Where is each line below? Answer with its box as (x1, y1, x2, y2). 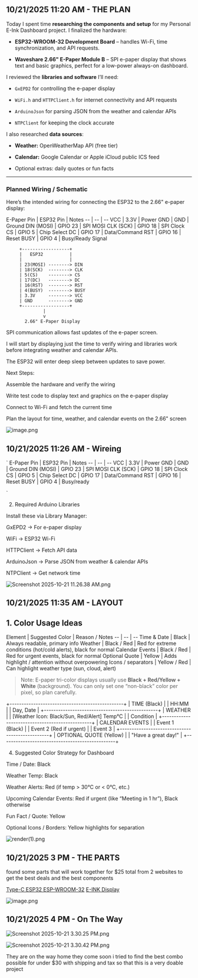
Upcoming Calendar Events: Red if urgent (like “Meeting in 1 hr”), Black (6, 795, 179, 802)
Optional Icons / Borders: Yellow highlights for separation (6, 824, 144, 831)
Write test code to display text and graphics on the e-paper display (6, 392, 169, 400)
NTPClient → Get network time (6, 569, 81, 577)
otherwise (6, 801, 31, 808)
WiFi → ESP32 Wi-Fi (6, 535, 55, 542)
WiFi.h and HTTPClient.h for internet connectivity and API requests (14, 96, 177, 103)
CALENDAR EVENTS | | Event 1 (99, 719, 174, 726)
